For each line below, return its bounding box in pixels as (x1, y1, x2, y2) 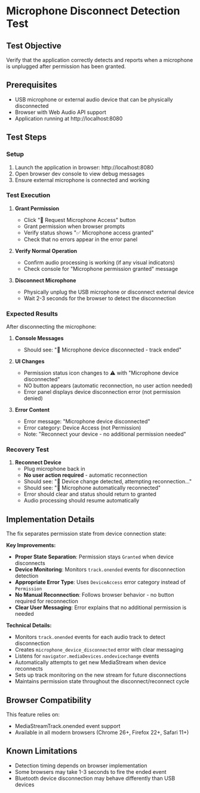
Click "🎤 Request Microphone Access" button (23, 216, 136, 223)
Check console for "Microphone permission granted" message (23, 265, 178, 272)
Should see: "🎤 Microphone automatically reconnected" (23, 485, 161, 492)
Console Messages (14, 335, 64, 342)
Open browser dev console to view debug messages (14, 170, 145, 177)
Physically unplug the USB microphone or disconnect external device (23, 288, 195, 295)
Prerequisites (6, 80, 57, 90)
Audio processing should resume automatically (23, 497, 140, 504)
